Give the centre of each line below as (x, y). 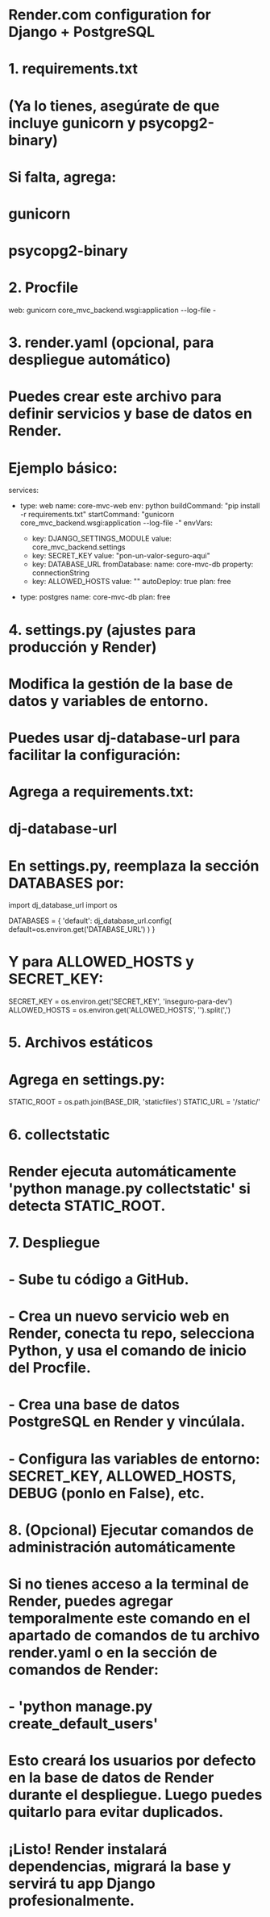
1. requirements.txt (73, 69)
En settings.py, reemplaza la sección (134, 866)
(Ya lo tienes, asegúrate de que (114, 106)
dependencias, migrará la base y (120, 1866)
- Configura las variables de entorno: (134, 1459)
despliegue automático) (90, 360)
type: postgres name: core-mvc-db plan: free (95, 597)
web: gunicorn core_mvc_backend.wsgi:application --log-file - (112, 310)
